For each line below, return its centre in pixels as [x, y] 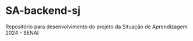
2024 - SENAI [22, 32]
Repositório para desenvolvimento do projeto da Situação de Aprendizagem [96, 27]
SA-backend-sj [43, 11]
